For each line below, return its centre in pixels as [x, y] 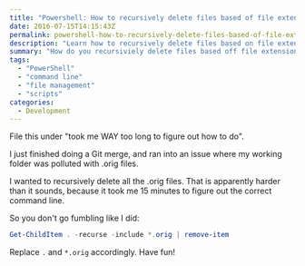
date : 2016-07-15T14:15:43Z [63, 26]
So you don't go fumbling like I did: [74, 218]
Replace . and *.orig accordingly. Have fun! [92, 252]
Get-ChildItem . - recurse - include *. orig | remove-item [119, 235]
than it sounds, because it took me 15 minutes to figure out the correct [141, 191]
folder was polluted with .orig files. [74, 163]
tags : [20, 60]
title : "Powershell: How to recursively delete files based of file [142, 18]
